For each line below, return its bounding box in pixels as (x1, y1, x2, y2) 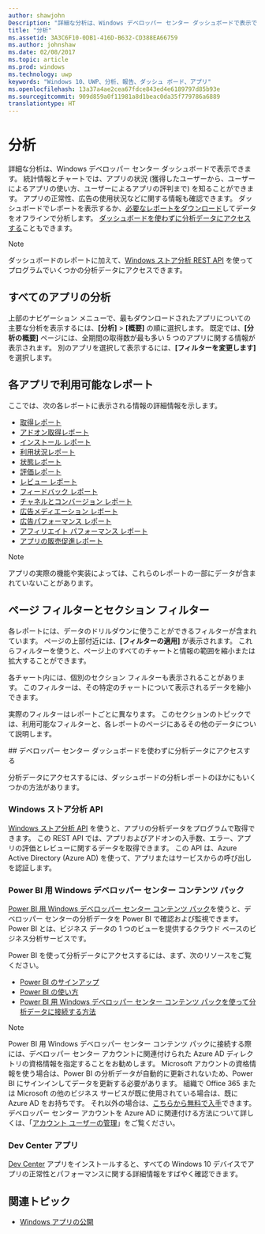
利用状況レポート (19, 447, 76, 456)
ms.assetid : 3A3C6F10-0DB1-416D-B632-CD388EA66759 (8, 33, 178, 42)
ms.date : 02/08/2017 (8, 48, 77, 56)
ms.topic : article (8, 56, 69, 64)
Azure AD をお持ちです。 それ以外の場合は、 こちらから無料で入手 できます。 (8, 1099, 256, 1108)
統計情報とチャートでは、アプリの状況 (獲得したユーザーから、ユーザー (23, 174, 256, 184)
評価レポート (19, 467, 62, 476)
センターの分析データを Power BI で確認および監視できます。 (44, 914, 243, 924)
